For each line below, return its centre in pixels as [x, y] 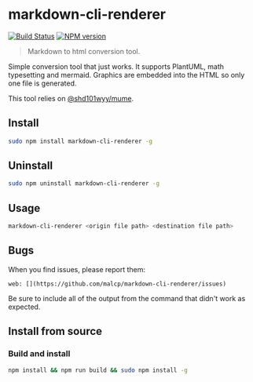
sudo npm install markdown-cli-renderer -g [81, 141]
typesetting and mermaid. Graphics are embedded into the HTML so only [126, 75]
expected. [24, 307]
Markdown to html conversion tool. [84, 51]
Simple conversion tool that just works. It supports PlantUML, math [116, 66]
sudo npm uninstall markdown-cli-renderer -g [84, 184]
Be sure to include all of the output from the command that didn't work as [127, 298]
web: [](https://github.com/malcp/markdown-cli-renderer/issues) [117, 284]
